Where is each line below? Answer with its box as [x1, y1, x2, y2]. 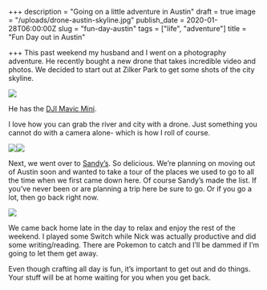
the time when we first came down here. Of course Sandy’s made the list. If [8, 175, 257, 185]
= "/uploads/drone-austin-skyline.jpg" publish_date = [8, 15, 185, 25]
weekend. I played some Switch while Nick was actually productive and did [8, 232, 257, 241]
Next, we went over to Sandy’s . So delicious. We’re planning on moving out [8, 159, 256, 167]
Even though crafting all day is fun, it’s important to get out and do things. [8, 264, 251, 273]
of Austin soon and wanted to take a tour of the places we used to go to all [8, 167, 255, 176]
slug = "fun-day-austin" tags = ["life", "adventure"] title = [58, 24, 247, 33]
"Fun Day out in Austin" [8, 32, 86, 42]
